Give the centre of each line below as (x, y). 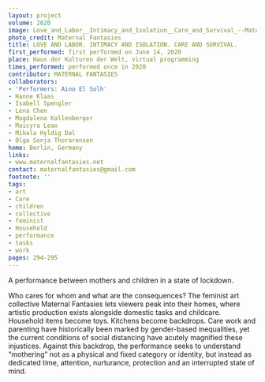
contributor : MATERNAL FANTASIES (63, 74)
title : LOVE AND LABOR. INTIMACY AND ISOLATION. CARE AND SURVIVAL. (123, 45)
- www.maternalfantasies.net (56, 163)
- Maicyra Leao (33, 125)
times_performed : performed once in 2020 (77, 67)
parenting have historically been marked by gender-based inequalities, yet (129, 329)
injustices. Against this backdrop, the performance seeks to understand (125, 346)
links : (19, 155)
